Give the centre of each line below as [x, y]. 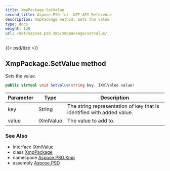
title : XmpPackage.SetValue [35, 10]
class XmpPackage [33, 152]
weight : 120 [18, 29]
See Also [16, 136]
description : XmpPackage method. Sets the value [57, 19]
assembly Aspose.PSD [36, 163]
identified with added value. [100, 112]
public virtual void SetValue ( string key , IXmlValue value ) [70, 85]
